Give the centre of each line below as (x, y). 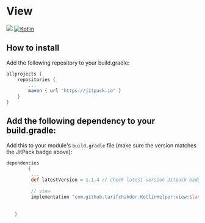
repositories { (37, 80)
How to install (33, 48)
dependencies (23, 163)
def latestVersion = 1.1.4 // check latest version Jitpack (109, 180)
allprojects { (24, 74)
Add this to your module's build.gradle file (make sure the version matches (102, 145)
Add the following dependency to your (81, 121)
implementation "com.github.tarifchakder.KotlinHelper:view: (110, 197)
